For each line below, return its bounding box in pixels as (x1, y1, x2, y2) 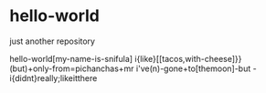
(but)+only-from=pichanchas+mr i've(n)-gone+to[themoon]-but (9, 63, 251, 74)
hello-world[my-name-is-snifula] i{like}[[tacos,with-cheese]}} (9, 53, 242, 64)
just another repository (9, 36, 96, 46)
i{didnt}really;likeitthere (9, 72, 98, 83)
